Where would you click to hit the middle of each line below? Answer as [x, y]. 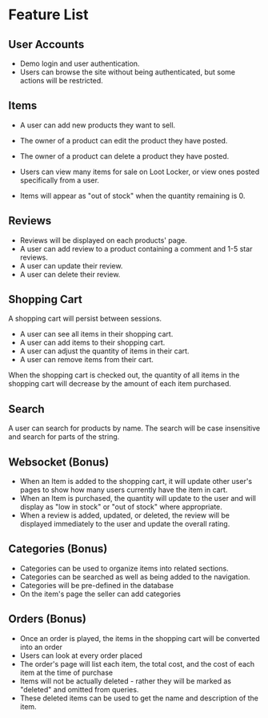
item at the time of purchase [66, 672]
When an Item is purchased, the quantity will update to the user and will [138, 498]
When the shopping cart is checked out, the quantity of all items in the [124, 375]
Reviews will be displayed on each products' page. [104, 240]
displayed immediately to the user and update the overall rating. [125, 524]
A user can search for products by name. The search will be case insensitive [134, 428]
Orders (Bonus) [47, 619]
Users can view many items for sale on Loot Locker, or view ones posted [140, 171]
